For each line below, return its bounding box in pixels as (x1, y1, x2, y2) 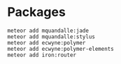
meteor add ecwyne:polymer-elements (7, 45, 114, 52)
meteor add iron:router (7, 51, 77, 58)
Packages (7, 4, 66, 20)
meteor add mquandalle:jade (7, 27, 90, 34)
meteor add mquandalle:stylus (7, 33, 96, 40)
